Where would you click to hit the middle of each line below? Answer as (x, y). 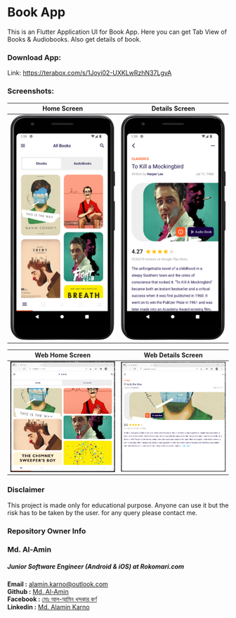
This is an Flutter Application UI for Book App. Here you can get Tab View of (117, 32)
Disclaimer (26, 490)
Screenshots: (31, 91)
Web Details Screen (173, 355)
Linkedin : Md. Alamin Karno (48, 607)
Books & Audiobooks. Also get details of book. (74, 39)
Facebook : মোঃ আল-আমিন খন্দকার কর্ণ (52, 599)
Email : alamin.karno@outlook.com (58, 584)
